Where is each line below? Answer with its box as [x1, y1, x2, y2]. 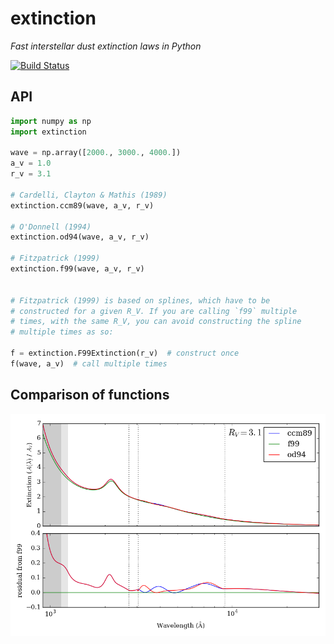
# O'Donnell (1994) [10, 222, 92, 232]
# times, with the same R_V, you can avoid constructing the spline [10, 317, 302, 327]
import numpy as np [10, 116, 92, 126]
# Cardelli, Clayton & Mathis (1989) [10, 190, 168, 200]
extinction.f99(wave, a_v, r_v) [10, 264, 145, 274]
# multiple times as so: [10, 327, 114, 337]
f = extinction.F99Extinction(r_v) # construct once [10, 348, 240, 358]
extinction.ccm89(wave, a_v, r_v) [10, 200, 155, 211]
